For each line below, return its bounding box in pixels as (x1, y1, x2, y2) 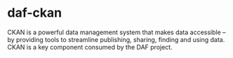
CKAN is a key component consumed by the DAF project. (7, 43, 173, 51)
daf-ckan (7, 5, 62, 21)
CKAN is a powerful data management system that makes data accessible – (7, 28, 226, 36)
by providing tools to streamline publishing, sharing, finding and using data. (7, 35, 225, 43)
